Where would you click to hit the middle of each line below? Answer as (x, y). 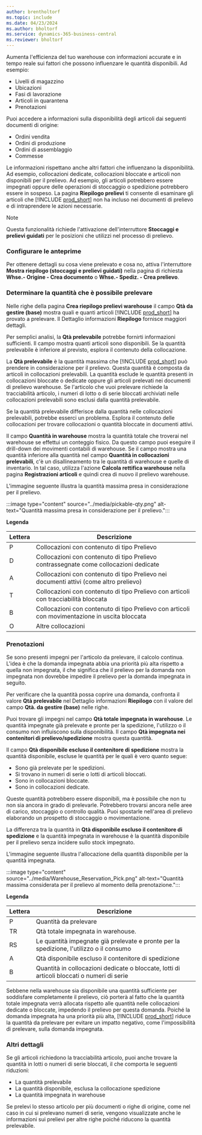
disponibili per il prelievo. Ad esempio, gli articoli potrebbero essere (90, 180)
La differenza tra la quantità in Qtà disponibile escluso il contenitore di (94, 829)
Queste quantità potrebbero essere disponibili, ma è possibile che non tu (96, 798)
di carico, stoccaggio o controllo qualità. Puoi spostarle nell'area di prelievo (99, 811)
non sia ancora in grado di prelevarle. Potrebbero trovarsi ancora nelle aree (99, 805)
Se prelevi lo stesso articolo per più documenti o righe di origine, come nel (98, 1107)
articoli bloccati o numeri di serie (82, 975)
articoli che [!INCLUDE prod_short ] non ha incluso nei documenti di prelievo (100, 200)
